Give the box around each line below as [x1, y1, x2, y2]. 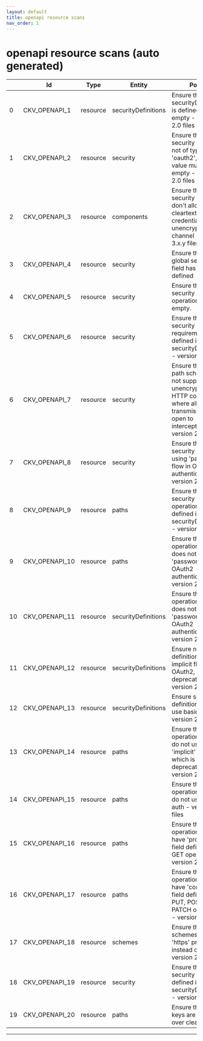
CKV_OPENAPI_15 [23, 796, 76, 804]
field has [171, 264, 196, 273]
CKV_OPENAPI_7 [23, 395, 71, 404]
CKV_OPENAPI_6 [23, 333, 71, 342]
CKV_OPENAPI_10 [23, 557, 76, 566]
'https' [171, 938, 190, 947]
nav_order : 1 [6, 20, 39, 26]
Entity [130, 81, 148, 89]
